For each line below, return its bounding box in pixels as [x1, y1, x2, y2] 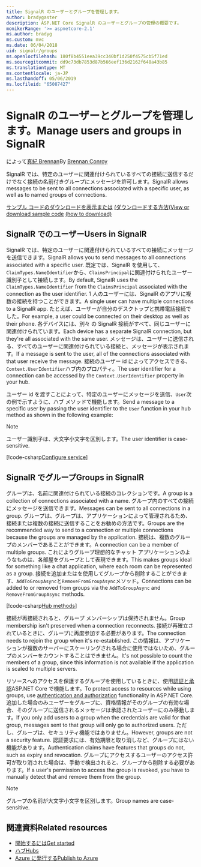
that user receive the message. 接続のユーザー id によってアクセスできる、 [6, 358, 191, 365]
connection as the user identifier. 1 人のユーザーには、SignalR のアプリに [6, 290, 187, 297]
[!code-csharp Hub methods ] [6, 602, 77, 609]
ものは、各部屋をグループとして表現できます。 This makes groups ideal [16, 556, 192, 563]
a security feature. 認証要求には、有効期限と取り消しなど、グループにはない [6, 736, 194, 743]
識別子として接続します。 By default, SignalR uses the [6, 276, 138, 283]
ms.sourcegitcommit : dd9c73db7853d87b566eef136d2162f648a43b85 [6, 59, 168, 65]
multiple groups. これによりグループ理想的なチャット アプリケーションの [6, 548, 185, 556]
